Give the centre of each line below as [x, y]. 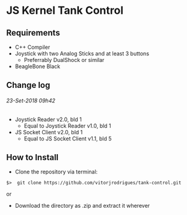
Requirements [33, 33]
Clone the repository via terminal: [56, 172]
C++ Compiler [32, 47]
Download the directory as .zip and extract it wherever [82, 206]
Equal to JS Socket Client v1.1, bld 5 [68, 139]
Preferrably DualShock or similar [64, 60]
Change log [28, 85]
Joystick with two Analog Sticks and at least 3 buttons [82, 54]
